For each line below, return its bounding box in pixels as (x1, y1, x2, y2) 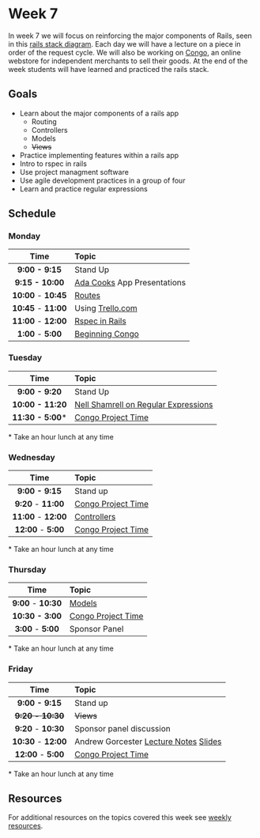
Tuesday (8, 353, 43, 364)
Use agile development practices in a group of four (19, 176, 186, 185)
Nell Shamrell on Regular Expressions (74, 398, 213, 410)
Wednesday (8, 451, 55, 462)
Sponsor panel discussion (74, 723, 171, 734)
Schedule (8, 207, 57, 221)
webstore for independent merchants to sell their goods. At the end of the (8, 56, 248, 66)
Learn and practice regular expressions (19, 183, 148, 194)
